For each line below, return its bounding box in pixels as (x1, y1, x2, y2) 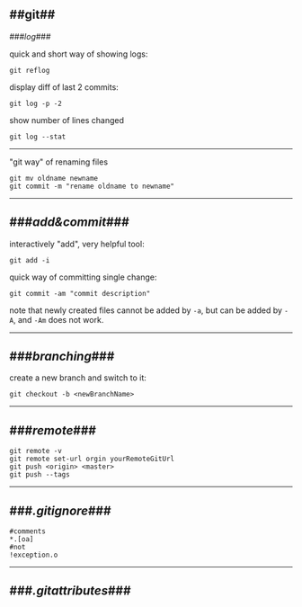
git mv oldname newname (9, 174, 99, 183)
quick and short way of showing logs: (9, 49, 148, 59)
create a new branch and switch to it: (9, 372, 147, 383)
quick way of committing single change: (9, 272, 157, 282)
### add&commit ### (9, 215, 130, 230)
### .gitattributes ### (9, 584, 132, 599)
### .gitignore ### (9, 503, 111, 518)
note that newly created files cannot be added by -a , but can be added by (9, 305, 283, 316)
